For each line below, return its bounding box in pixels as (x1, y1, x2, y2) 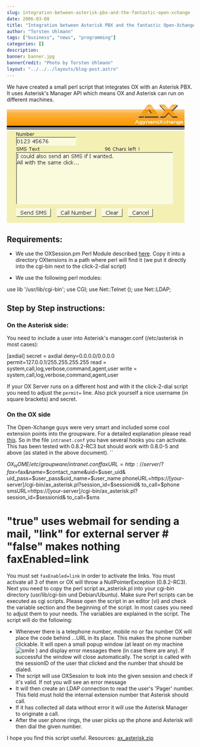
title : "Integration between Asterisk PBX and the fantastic (7, 22, 161, 28)
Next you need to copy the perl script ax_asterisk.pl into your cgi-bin (7, 585, 174, 592)
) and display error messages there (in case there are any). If (36, 647, 185, 654)
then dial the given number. (15, 723, 82, 730)
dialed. (15, 666, 32, 673)
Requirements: (7, 234, 63, 244)
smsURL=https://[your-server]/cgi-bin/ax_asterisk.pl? (7, 487, 138, 495)
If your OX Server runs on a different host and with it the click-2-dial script (7, 383, 188, 390)
